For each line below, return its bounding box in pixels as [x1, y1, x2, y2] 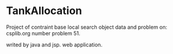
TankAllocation [6, 4, 83, 18]
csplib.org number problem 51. [6, 29, 81, 36]
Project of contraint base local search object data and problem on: [6, 23, 168, 31]
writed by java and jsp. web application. [6, 41, 103, 48]
